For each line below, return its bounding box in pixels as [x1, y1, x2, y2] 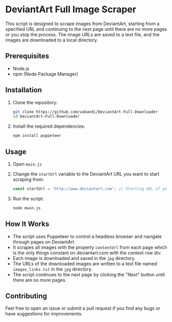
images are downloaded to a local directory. [5, 37, 99, 43]
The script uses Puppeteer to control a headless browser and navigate [12, 233, 162, 239]
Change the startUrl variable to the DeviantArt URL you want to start [12, 171, 160, 177]
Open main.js [12, 161, 42, 167]
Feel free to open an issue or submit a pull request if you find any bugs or [5, 305, 161, 311]
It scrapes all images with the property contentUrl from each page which [12, 244, 167, 250]
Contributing [5, 291, 47, 300]
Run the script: [12, 195, 44, 202]
